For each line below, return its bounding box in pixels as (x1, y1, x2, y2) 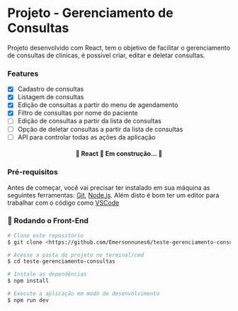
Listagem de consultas (17, 93, 84, 101)
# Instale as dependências (7, 271, 87, 278)
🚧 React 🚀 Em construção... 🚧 (75, 149, 163, 158)
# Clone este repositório (7, 232, 84, 239)
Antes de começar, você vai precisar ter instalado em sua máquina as (7, 183, 210, 192)
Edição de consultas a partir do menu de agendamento (17, 101, 178, 109)
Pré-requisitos (7, 167, 58, 177)
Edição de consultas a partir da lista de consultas (17, 117, 161, 125)
